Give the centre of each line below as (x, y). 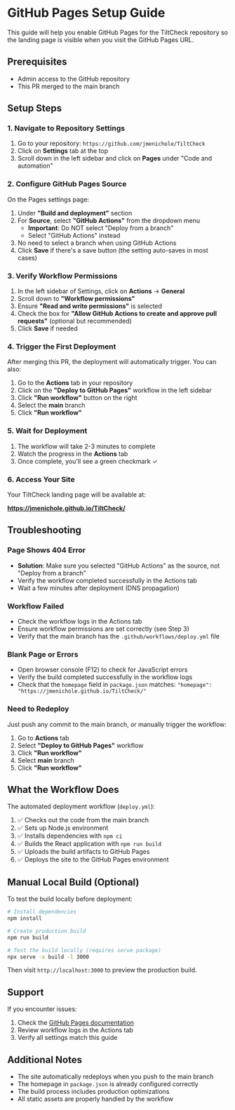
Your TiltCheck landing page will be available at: (76, 494)
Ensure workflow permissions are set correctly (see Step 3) (103, 629)
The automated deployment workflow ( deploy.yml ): (81, 807)
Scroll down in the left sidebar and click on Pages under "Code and (115, 159)
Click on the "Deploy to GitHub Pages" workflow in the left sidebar (114, 390)
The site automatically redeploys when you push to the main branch (115, 1076)
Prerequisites (37, 62)
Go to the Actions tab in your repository (75, 383)
